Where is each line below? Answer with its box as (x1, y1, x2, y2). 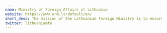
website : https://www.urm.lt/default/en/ (5, 12, 92, 16)
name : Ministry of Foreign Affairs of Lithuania (5, 7, 108, 12)
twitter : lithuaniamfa (5, 20, 52, 26)
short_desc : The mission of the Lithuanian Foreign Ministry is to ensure (5, 16, 164, 21)
